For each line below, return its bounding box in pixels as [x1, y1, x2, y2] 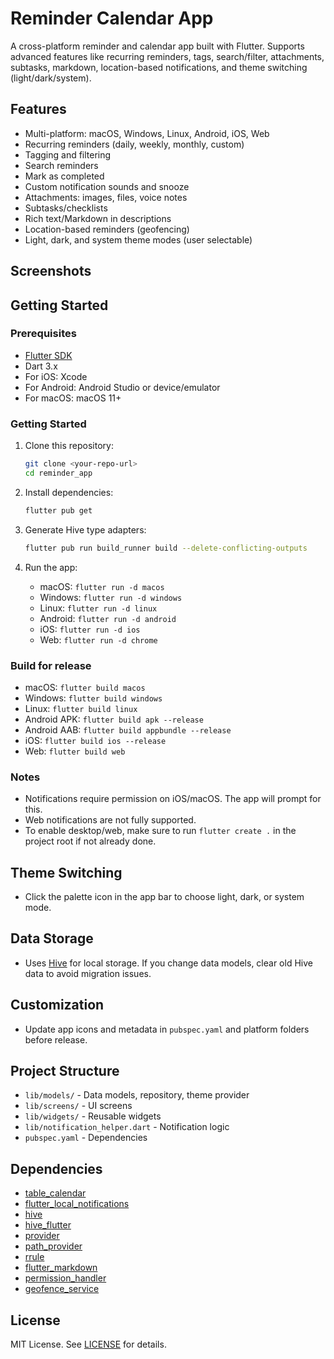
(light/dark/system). [10, 72, 92, 84]
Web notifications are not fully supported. [24, 814, 197, 826]
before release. [24, 1033, 88, 1046]
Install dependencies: [24, 486, 114, 498]
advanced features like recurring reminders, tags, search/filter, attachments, [10, 50, 325, 62]
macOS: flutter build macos [24, 681, 146, 693]
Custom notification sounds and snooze [24, 180, 190, 192]
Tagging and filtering [24, 148, 112, 161]
